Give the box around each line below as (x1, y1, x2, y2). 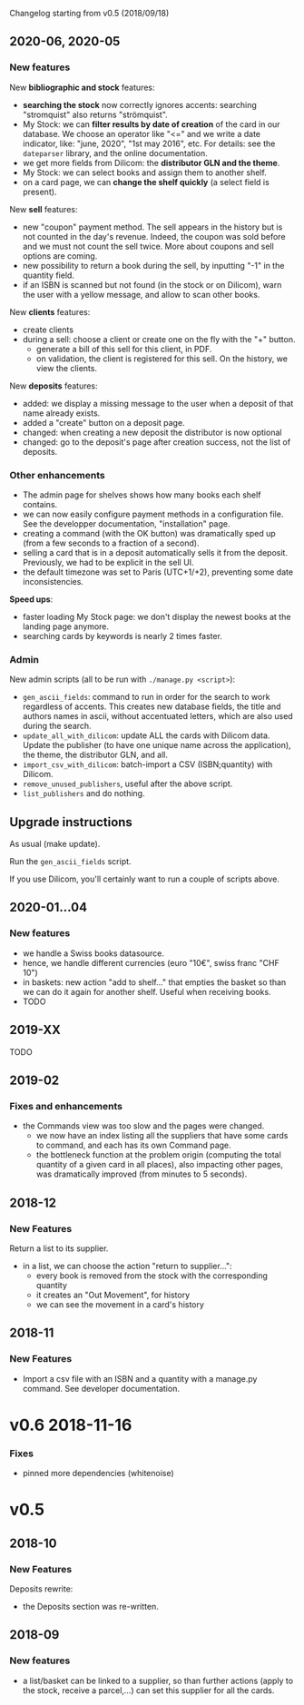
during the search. (22, 721, 93, 732)
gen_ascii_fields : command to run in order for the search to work (22, 692, 270, 703)
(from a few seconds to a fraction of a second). (22, 537, 200, 548)
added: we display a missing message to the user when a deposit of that (22, 398, 294, 409)
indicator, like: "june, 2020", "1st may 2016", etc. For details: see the (22, 138, 276, 149)
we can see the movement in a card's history (35, 1298, 204, 1310)
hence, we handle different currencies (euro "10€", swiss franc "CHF (22, 957, 279, 968)
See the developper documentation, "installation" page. (22, 517, 230, 529)
